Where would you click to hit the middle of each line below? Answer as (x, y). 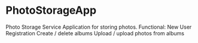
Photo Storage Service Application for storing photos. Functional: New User (99, 27)
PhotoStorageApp (51, 10)
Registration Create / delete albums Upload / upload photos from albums (95, 33)
